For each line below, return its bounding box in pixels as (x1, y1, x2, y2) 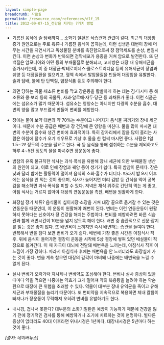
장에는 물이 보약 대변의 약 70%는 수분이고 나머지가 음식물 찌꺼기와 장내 (12, 117, 148, 123)
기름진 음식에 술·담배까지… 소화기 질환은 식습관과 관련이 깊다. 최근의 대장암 (12, 35, 156, 41)
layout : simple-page (5, 7, 47, 12)
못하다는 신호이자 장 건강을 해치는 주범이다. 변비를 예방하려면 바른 (21, 212, 147, 217)
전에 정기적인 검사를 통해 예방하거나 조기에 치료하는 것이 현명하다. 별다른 (17, 312, 156, 318)
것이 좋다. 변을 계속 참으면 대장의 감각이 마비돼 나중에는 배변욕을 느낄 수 (17, 255, 155, 261)
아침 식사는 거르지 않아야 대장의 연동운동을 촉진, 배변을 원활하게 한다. (12, 189, 144, 195)
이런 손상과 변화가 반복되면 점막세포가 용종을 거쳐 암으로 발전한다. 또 (23, 53, 153, 59)
